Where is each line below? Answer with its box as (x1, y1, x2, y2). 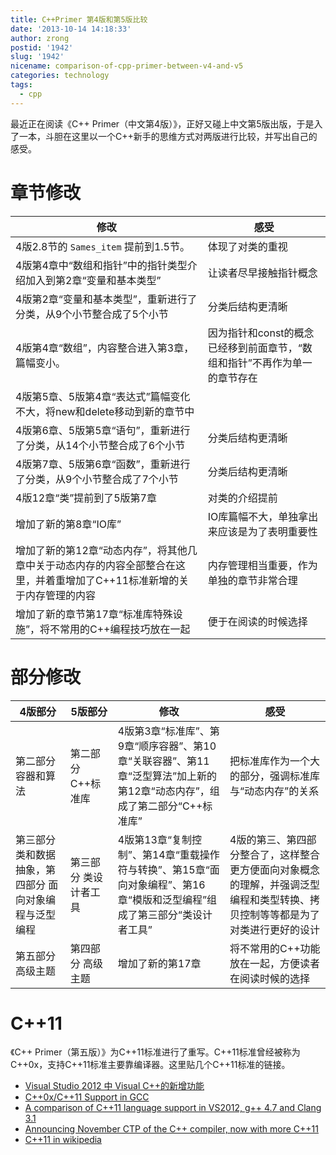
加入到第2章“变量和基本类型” (25, 273, 162, 287)
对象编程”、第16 (127, 877, 206, 891)
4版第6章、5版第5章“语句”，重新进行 (15, 423, 191, 437)
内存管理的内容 (25, 588, 97, 602)
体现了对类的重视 (207, 239, 288, 253)
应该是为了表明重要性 (217, 524, 318, 538)
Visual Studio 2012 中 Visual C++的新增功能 (24, 1080, 205, 1092)
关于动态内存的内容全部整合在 (35, 558, 177, 572)
